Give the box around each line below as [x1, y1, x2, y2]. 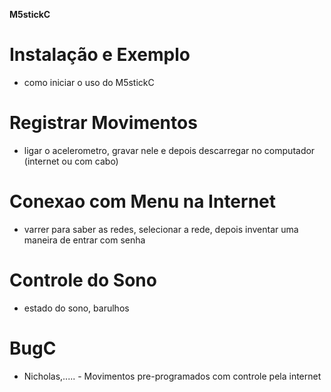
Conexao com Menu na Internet [9, 190, 277, 213]
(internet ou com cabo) [23, 155, 119, 167]
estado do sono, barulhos [23, 302, 130, 314]
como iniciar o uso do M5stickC [23, 76, 155, 88]
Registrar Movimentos [9, 112, 198, 134]
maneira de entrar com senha [23, 234, 146, 246]
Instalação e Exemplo [9, 44, 191, 66]
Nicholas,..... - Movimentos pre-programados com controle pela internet [23, 370, 322, 382]
